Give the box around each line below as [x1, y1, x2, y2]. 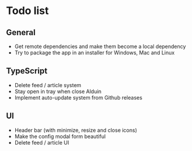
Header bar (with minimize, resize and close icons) [14, 126, 138, 133]
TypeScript [6, 66, 48, 76]
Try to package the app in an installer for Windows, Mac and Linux [14, 49, 175, 56]
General [6, 28, 36, 37]
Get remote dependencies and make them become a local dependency [14, 43, 186, 50]
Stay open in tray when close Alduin [14, 88, 102, 95]
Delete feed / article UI [14, 139, 69, 146]
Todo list [6, 4, 49, 18]
